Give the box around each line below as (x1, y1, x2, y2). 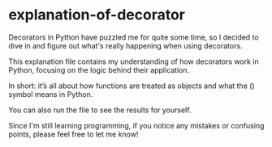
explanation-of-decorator (8, 6, 185, 24)
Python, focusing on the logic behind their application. (8, 65, 190, 74)
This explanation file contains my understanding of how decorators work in (8, 57, 260, 66)
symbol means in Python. (8, 89, 93, 99)
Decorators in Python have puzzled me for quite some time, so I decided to (8, 32, 259, 42)
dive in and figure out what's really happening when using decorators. (8, 40, 243, 50)
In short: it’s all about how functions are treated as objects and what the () (8, 81, 255, 90)
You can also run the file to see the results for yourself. (8, 105, 192, 115)
